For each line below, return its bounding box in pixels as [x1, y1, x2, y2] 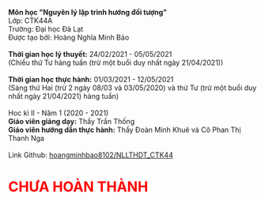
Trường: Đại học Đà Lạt [8, 25, 84, 33]
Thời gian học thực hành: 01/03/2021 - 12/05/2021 [8, 75, 174, 84]
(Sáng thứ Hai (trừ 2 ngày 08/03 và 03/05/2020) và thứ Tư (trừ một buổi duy [8, 83, 257, 92]
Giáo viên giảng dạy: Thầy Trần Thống [8, 117, 135, 126]
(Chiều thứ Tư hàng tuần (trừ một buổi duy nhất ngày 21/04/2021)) [8, 58, 224, 67]
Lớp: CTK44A [8, 16, 53, 25]
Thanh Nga [8, 134, 45, 142]
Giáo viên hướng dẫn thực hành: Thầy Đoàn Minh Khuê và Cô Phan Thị [8, 125, 241, 134]
